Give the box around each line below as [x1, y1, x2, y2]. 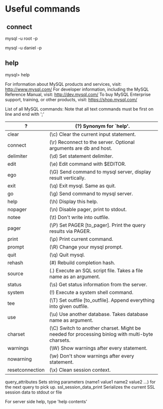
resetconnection [7, 366, 45, 373]
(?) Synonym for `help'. [75, 123, 130, 129]
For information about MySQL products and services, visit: [5, 81, 122, 87]
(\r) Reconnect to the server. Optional [49, 139, 135, 145]
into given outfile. [49, 303, 89, 310]
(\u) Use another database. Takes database [49, 311, 148, 317]
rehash [7, 259, 23, 266]
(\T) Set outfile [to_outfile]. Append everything [49, 297, 155, 303]
